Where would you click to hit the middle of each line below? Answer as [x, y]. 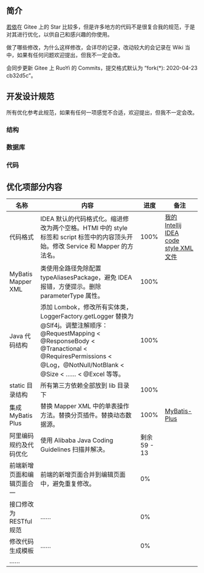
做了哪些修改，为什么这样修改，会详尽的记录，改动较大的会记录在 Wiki [95, 47]
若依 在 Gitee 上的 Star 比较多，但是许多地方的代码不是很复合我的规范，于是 [101, 27]
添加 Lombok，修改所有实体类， [86, 308]
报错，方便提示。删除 [71, 287]
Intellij [173, 225]
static [17, 385]
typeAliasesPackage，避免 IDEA [86, 278]
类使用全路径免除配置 [71, 269]
